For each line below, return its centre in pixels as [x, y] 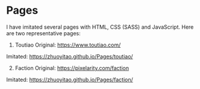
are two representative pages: [44, 33]
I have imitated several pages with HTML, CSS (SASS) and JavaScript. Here [100, 27]
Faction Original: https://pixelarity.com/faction [72, 68]
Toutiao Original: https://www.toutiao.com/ [68, 45]
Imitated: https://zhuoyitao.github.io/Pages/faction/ [70, 79]
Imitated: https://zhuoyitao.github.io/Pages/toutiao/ [70, 56]
